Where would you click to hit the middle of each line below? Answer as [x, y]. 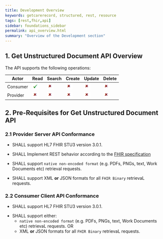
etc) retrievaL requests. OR [46, 226]
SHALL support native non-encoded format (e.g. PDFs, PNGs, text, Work [84, 163]
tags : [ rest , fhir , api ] [28, 20]
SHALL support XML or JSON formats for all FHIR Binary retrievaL [78, 178]
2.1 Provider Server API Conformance [50, 134]
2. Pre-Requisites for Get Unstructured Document [82, 112]
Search [54, 79]
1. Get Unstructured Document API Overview [74, 56]
